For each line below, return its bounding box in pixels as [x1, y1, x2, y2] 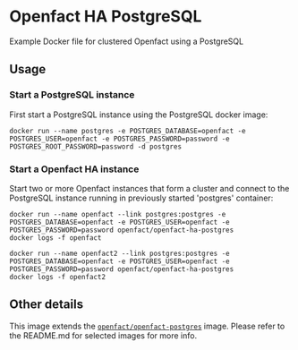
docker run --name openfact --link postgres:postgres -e [9, 209, 226, 218]
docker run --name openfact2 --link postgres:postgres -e [9, 249, 230, 258]
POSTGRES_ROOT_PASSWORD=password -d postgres [9, 141, 182, 151]
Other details [9, 297, 83, 312]
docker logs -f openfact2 [9, 272, 106, 281]
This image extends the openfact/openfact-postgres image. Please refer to [9, 320, 285, 331]
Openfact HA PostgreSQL [9, 6, 202, 27]
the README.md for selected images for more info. [9, 329, 198, 341]
